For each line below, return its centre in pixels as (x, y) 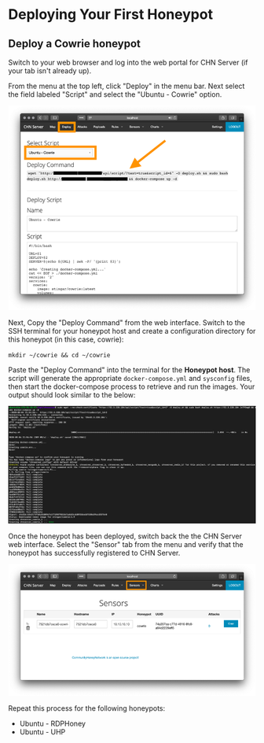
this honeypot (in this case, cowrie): (66, 339)
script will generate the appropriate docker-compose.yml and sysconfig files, (130, 378)
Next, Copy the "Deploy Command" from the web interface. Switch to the (127, 322)
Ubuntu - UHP (42, 732)
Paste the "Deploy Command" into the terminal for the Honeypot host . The (129, 370)
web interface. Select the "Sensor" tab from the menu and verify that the (126, 544)
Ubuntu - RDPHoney (53, 723)
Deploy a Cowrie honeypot (75, 44)
